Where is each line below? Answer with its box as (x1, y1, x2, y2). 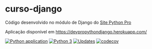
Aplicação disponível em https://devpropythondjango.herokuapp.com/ (5, 29, 147, 34)
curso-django (5, 3, 62, 15)
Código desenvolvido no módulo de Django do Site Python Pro (5, 19, 131, 25)
